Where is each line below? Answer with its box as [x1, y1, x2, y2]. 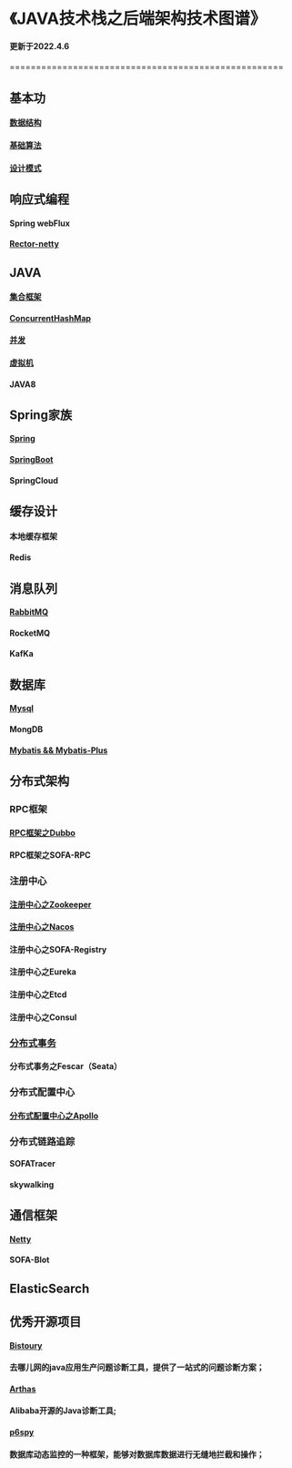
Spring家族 [9, 407, 73, 423]
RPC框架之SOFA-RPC [9, 850, 91, 861]
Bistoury [9, 1340, 43, 1351]
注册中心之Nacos [9, 922, 75, 933]
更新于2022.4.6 [9, 40, 70, 51]
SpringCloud [9, 474, 59, 485]
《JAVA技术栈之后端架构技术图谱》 [9, 8, 267, 29]
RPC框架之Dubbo [9, 827, 76, 838]
